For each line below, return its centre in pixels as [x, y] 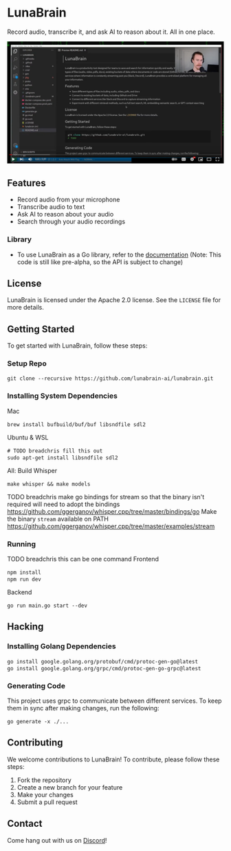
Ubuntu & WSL [28, 437]
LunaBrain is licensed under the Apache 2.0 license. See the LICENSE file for [114, 300]
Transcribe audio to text [51, 207]
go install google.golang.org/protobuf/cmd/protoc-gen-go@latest [102, 661]
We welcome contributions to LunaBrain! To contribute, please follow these [113, 759]
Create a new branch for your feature [70, 787]
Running [22, 544]
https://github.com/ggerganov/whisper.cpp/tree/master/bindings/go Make [112, 511]
